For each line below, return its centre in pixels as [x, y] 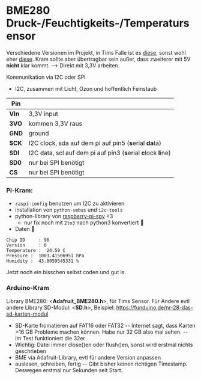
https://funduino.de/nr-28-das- [155, 307]
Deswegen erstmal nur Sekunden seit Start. [69, 370]
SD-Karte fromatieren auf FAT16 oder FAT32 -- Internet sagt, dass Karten [105, 325]
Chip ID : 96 [28, 240]
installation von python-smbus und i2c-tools [69, 210]
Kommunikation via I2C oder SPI [46, 77]
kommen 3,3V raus [55, 123]
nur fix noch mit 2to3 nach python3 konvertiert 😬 [84, 222]
